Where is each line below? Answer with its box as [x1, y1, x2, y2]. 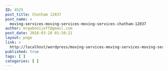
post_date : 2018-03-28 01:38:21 [5, 30, 72, 35]
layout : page [5, 35, 32, 40]
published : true [5, 49, 39, 54]
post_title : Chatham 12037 [5, 12, 61, 17]
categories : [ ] [5, 58, 39, 63]
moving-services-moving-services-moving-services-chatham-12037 [9, 21, 146, 26]
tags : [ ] [5, 53, 26, 59]
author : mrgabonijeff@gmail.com [5, 26, 72, 31]
